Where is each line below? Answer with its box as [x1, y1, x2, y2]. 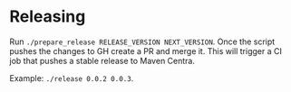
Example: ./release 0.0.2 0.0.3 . [9, 72, 134, 83]
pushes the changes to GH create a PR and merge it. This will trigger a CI [9, 45, 283, 56]
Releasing [9, 6, 86, 27]
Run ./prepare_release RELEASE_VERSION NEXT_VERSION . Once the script [9, 36, 276, 47]
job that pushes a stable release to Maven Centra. [9, 55, 195, 66]
